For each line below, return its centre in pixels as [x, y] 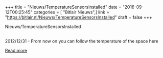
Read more [16, 51]
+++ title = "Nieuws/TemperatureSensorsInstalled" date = [63, 7]
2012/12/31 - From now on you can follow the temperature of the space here [82, 41]
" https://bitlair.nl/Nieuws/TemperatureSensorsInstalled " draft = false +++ [79, 17]
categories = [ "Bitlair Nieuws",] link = [71, 12]
